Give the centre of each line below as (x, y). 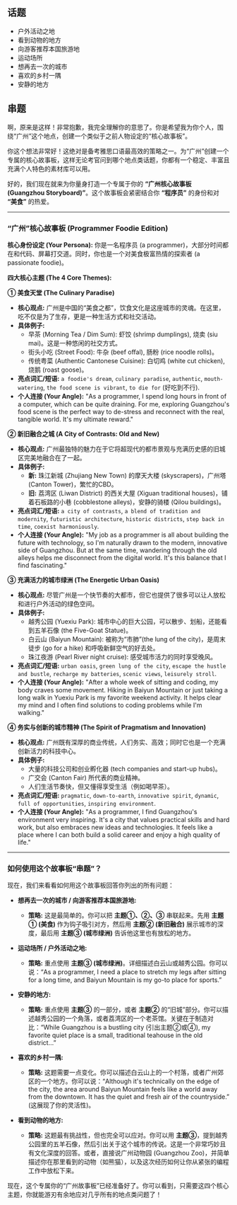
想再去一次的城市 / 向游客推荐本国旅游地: (77, 901)
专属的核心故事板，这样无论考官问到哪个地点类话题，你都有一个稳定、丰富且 (119, 160)
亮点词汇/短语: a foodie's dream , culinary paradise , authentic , (110, 378)
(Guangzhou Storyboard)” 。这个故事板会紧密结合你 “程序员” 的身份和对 (114, 193)
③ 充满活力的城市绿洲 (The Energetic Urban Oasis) (84, 580)
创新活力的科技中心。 (48, 751)
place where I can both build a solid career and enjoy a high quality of (119, 835)
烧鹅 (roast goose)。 (58, 370)
